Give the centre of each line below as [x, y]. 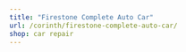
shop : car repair [42, 33]
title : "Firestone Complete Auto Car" [81, 17]
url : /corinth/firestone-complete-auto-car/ [93, 26]
